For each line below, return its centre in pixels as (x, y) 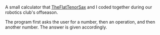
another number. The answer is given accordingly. (56, 27)
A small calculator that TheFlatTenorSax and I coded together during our (79, 7)
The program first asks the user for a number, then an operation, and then (80, 22)
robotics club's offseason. (32, 12)
